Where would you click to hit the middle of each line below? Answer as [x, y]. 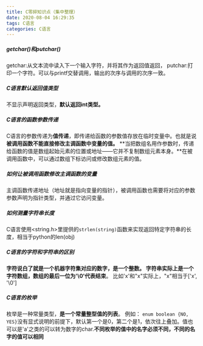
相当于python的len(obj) [46, 237]
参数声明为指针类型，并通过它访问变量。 [57, 198]
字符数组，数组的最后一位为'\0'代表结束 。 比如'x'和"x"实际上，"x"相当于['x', [102, 276]
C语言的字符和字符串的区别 [40, 252]
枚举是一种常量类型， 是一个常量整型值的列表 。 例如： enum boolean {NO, [98, 314]
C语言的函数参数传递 [33, 120]
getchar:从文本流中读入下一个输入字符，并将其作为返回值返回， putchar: [97, 66]
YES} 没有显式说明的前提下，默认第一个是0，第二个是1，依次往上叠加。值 [97, 322]
